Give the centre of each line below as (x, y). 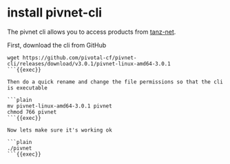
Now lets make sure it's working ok (60, 130)
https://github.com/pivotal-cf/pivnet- (80, 58)
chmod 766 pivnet (32, 112)
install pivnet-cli (54, 13)
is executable (28, 88)
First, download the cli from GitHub (57, 45)
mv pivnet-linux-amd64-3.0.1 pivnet (60, 106)
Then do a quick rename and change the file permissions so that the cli (115, 82)
